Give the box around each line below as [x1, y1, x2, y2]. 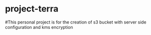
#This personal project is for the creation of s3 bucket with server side [5, 19, 147, 25]
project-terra [5, 3, 58, 14]
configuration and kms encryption [5, 24, 73, 30]
